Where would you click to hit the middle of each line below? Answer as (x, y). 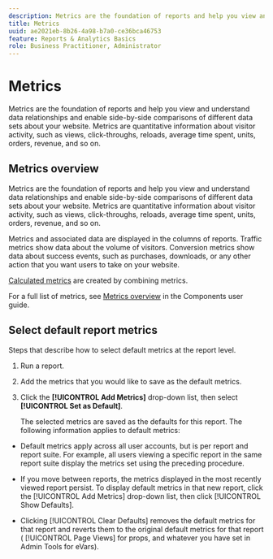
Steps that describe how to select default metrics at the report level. (122, 349)
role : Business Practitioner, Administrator (85, 46)
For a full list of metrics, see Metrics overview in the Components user (126, 296)
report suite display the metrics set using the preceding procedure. (132, 463)
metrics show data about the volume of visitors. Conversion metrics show (132, 247)
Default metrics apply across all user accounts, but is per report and (134, 446)
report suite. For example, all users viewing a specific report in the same (141, 454)
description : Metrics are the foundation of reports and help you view (132, 16)
